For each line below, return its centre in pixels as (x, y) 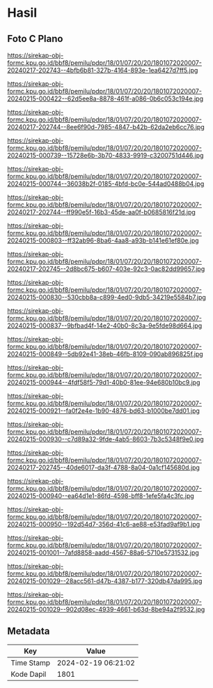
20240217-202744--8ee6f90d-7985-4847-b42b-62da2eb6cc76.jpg (106, 127)
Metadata (29, 631)
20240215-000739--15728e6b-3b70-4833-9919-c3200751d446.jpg (105, 155)
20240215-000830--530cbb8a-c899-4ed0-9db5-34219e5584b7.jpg (107, 297)
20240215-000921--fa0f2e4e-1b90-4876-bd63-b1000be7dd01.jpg (104, 411)
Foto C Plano (35, 39)
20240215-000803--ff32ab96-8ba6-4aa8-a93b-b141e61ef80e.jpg (103, 240)
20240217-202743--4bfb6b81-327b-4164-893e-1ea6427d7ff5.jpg (103, 70)
